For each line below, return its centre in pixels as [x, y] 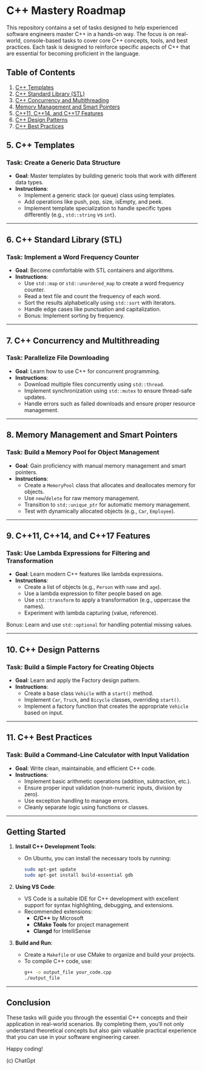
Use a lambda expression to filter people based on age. [93, 594]
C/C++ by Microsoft [58, 918]
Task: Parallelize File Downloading [58, 358]
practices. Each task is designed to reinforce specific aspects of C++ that [98, 47]
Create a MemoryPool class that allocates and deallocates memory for [110, 485]
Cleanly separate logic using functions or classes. [87, 807]
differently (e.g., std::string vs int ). [70, 215]
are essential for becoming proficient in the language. [73, 53]
